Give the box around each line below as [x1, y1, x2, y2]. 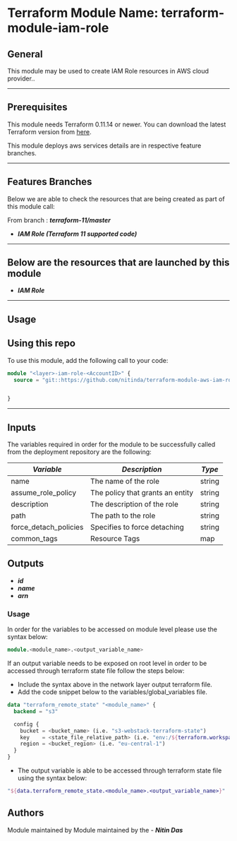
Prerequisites [7, 101, 68, 114]
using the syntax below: [17, 774, 87, 782]
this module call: [7, 202, 55, 210]
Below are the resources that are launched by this [7, 256, 230, 269]
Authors [7, 807, 44, 819]
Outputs [7, 558, 44, 570]
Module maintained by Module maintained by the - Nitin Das [7, 825, 183, 834]
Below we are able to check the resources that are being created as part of [7, 194, 225, 203]
